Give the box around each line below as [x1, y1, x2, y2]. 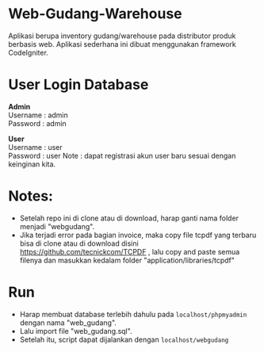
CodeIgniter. [8, 48, 49, 57]
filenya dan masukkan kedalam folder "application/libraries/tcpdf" [19, 255, 235, 265]
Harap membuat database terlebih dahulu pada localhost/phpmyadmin [19, 309, 247, 319]
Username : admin [8, 110, 69, 120]
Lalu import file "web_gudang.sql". [19, 326, 132, 335]
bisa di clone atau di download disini [19, 239, 139, 248]
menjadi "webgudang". [19, 221, 95, 231]
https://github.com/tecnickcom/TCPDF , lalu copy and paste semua [19, 247, 240, 256]
